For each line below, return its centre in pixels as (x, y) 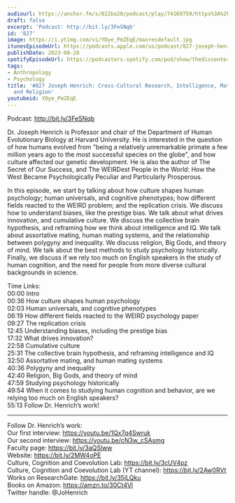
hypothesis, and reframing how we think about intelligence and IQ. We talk (114, 228)
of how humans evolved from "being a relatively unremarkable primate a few (117, 147)
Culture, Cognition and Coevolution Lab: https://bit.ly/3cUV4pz (98, 463)
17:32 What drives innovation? (50, 338)
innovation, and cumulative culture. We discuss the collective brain (104, 220)
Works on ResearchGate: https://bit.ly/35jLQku (74, 477)
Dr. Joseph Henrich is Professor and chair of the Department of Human (110, 132)
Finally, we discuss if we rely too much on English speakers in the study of (114, 257)
